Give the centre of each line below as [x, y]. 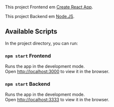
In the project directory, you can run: [41, 43]
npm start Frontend [28, 56]
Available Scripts [31, 32]
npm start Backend [28, 84]
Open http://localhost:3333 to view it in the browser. [57, 100]
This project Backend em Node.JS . [40, 16]
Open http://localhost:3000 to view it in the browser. [57, 72]
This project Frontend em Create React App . [49, 7]
